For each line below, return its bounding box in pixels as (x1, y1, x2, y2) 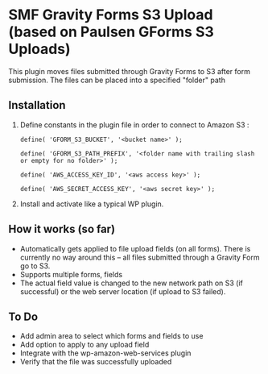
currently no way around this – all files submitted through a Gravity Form (19, 252, 260, 262)
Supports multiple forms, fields (19, 269, 123, 279)
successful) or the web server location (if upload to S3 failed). (19, 286, 226, 296)
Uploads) (8, 40, 71, 58)
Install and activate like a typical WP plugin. (19, 199, 164, 209)
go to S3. (19, 260, 51, 271)
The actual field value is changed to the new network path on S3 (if (19, 278, 244, 288)
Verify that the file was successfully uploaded (19, 357, 172, 367)
